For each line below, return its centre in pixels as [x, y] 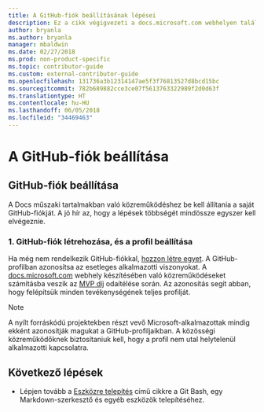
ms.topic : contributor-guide [56, 67]
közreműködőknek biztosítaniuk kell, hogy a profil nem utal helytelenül [122, 340]
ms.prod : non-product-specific [59, 60]
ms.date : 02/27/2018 [42, 52]
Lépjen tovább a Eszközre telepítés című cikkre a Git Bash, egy [121, 391]
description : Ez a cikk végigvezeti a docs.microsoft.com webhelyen [123, 23]
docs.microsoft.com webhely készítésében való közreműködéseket [117, 275]
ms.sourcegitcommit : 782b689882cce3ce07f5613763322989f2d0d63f [114, 88]
